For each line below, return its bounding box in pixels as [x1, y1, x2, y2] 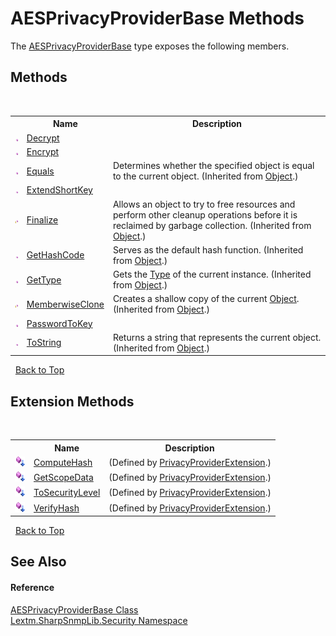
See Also [10, 553, 67, 571]
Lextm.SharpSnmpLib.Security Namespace [10, 614, 188, 626]
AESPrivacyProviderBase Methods [10, 7, 305, 30]
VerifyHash [33, 502, 80, 514]
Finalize [26, 214, 59, 226]
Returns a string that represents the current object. [112, 331, 322, 343]
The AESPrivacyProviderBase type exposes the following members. [10, 40, 290, 52]
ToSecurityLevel [33, 487, 101, 499]
